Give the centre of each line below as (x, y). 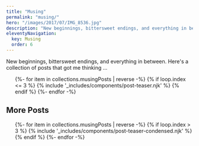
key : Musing (26, 39)
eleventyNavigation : (32, 34)
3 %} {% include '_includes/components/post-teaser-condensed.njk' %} (103, 131)
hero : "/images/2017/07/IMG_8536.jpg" (54, 22)
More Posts (28, 110)
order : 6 (22, 45)
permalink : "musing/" (33, 17)
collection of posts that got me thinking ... (57, 67)
